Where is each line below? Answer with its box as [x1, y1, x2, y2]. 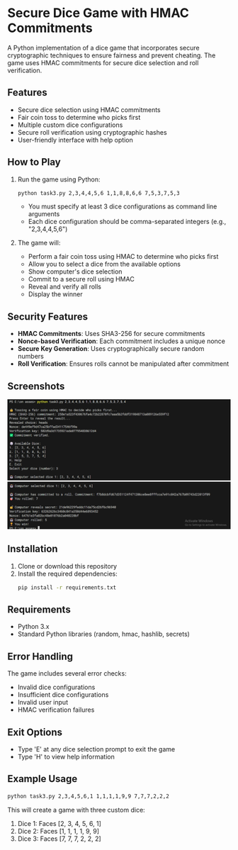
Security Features [7, 311, 89, 323]
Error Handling [7, 650, 73, 662]
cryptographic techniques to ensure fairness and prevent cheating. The [7, 51, 216, 60]
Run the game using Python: [17, 175, 101, 184]
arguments [28, 210, 60, 218]
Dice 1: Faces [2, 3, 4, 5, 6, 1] [17, 819, 101, 827]
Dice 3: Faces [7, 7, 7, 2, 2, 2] [17, 834, 101, 843]
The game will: [17, 239, 61, 247]
